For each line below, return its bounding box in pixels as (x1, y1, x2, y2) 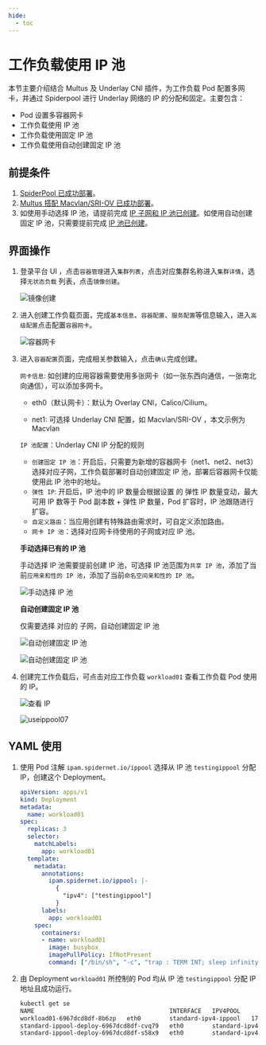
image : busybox (48, 944, 99, 952)
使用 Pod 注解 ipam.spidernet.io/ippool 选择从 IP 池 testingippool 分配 (19, 762, 256, 772)
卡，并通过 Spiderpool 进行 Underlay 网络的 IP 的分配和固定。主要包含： (8, 93, 245, 103)
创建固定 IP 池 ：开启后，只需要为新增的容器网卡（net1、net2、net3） (31, 457, 258, 466)
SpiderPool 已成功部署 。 (19, 189, 100, 198)
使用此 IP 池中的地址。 (31, 477, 106, 486)
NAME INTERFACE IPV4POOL (19, 1007, 241, 1015)
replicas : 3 (27, 825, 67, 833)
